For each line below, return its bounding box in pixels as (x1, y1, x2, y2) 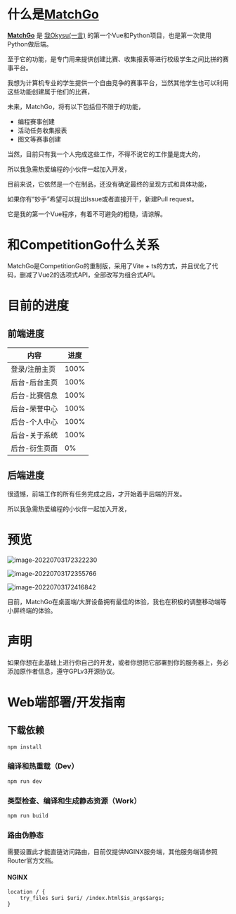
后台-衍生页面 (11, 443, 58, 453)
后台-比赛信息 (11, 390, 58, 400)
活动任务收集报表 (17, 126, 67, 134)
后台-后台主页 (11, 377, 58, 387)
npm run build (7, 812, 49, 819)
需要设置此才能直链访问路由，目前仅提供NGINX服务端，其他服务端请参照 (7, 848, 218, 856)
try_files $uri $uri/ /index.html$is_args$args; (20, 895, 165, 902)
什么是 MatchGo (7, 6, 100, 23)
